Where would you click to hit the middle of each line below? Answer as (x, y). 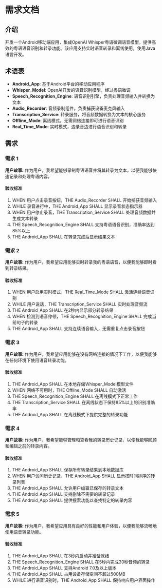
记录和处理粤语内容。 (30, 176)
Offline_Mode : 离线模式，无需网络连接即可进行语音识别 (68, 121)
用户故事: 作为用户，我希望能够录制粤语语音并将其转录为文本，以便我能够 (79, 170)
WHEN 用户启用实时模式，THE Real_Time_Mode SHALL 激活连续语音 (81, 292)
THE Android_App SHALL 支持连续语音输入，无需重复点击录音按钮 (78, 329)
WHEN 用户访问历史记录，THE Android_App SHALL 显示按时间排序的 (81, 476)
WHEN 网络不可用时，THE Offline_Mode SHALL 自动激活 (69, 390)
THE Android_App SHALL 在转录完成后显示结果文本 (63, 237)
